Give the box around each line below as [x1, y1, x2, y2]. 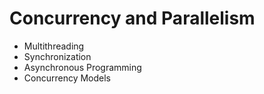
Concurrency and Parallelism [9, 7, 256, 30]
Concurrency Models [23, 72, 112, 84]
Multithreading [23, 40, 85, 52]
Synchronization [23, 50, 92, 62]
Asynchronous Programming [23, 61, 142, 73]
